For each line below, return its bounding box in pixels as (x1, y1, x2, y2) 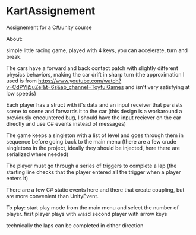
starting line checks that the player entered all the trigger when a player (6, 168, 181, 176)
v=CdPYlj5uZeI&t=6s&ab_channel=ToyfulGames (6, 83, 124, 90)
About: (6, 35, 23, 42)
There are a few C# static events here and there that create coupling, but (6, 186, 185, 193)
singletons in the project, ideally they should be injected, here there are (6, 144, 180, 151)
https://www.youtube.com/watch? (37, 77, 122, 84)
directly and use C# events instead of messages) (6, 120, 127, 127)
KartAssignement (6, 4, 96, 18)
